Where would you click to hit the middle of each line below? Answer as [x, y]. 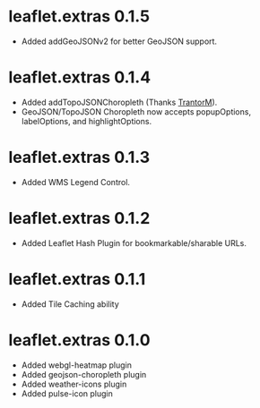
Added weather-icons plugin [74, 384]
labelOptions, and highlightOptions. [87, 121]
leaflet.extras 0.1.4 [80, 77]
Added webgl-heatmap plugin [76, 365]
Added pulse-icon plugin [67, 393]
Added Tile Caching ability [70, 304]
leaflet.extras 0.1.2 [79, 218]
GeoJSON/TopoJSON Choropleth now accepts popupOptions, [136, 111]
